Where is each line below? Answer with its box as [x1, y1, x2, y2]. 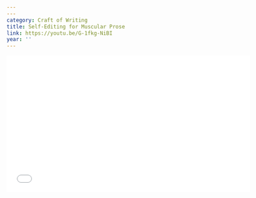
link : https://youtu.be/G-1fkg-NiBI [6, 29, 113, 37]
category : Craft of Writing [6, 17, 88, 24]
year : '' [6, 36, 32, 43]
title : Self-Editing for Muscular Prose [6, 23, 126, 30]
